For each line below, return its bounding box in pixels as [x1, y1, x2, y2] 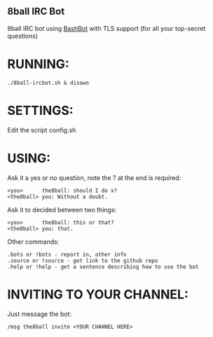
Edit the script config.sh [7, 125, 76, 134]
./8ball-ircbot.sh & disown [7, 79, 90, 86]
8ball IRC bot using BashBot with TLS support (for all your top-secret [7, 24, 206, 32]
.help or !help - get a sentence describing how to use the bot [7, 263, 199, 270]
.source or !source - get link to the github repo [7, 257, 158, 264]
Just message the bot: [7, 310, 72, 318]
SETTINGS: [7, 102, 74, 118]
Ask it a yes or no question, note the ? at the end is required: [7, 173, 181, 181]
